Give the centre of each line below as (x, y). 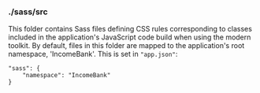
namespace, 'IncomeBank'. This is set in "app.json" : (93, 54)
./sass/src (28, 12)
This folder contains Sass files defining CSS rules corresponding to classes (130, 29)
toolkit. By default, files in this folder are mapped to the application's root (126, 46)
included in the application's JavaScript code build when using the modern (130, 37)
